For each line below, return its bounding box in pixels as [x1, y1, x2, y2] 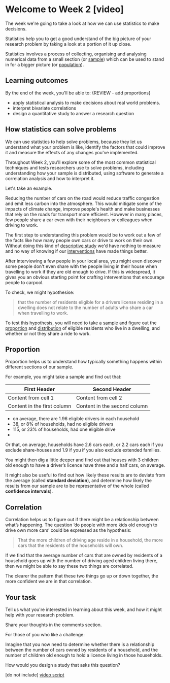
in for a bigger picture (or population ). [5, 61, 84, 67]
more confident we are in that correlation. [5, 578, 92, 585]
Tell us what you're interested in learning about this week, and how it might [5, 606, 162, 612]
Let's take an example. [5, 185, 53, 191]
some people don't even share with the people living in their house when [5, 263, 157, 269]
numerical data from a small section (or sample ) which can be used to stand [5, 56, 164, 62]
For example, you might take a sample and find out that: [5, 374, 122, 380]
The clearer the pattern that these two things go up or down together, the [5, 573, 158, 579]
